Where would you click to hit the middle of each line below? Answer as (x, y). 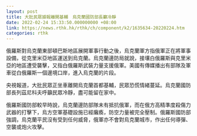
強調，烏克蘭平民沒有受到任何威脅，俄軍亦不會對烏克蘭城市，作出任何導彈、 (98, 120)
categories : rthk (27, 33)
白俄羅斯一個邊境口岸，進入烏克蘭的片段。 (67, 73)
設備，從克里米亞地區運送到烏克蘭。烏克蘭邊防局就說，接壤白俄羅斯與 (91, 58)
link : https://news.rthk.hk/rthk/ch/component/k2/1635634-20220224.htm (95, 28)
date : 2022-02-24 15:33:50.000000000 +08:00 (61, 22)
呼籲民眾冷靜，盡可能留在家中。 (80, 93)
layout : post (22, 11)
